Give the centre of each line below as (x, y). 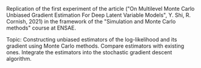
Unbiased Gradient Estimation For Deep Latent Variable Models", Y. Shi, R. (99, 15)
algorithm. (19, 59)
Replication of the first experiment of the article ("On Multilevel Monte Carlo (100, 9)
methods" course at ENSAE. (41, 28)
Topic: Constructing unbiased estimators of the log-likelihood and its (92, 39)
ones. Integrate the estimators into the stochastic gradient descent (89, 52)
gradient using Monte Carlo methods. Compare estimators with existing (95, 46)
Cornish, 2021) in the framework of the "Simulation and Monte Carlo (91, 21)
